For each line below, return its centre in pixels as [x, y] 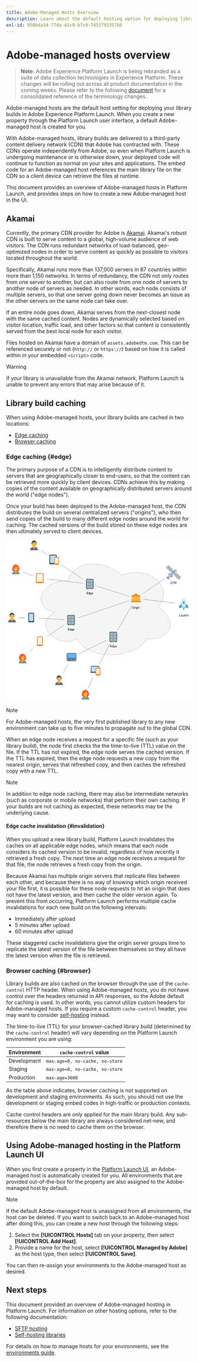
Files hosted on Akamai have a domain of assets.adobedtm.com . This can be [98, 343]
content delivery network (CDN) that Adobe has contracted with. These [93, 144]
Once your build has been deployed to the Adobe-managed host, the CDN [96, 506]
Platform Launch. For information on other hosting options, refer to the [91, 1311]
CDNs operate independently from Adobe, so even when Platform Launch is [98, 151]
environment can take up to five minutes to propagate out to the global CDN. [99, 728]
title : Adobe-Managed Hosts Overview [52, 12]
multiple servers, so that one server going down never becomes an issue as [98, 295]
